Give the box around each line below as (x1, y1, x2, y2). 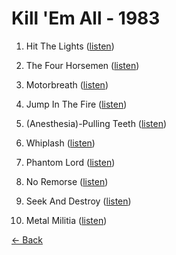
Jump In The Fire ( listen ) (25, 98, 128, 110)
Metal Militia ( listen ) (25, 214, 108, 226)
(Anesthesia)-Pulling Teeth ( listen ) (25, 117, 168, 129)
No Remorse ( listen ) (25, 175, 109, 187)
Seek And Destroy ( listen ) (25, 195, 132, 207)
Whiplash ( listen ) (25, 137, 96, 149)
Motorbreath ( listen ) (25, 78, 109, 91)
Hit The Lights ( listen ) (25, 40, 115, 52)
